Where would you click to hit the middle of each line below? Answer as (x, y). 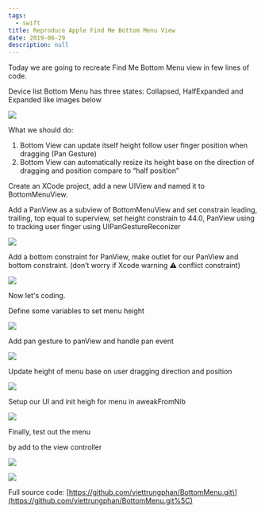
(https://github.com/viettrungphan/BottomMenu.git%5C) (100, 501)
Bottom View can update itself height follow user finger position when (134, 145)
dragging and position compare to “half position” (100, 170)
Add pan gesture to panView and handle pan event (91, 341)
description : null (38, 45)
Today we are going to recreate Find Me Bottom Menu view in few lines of (129, 67)
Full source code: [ (39, 492)
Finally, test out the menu (50, 432)
